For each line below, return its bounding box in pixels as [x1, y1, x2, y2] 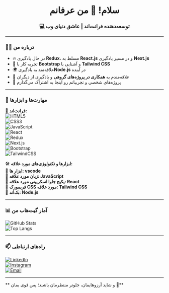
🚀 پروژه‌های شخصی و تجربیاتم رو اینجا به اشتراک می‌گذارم [12, 79, 121, 85]
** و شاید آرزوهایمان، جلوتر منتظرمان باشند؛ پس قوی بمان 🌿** [5, 281, 124, 287]
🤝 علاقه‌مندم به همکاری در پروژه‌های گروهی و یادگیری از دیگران [12, 74, 130, 80]
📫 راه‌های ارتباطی [5, 243, 45, 250]
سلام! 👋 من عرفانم [49, 5, 120, 16]
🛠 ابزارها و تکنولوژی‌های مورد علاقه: [5, 161, 73, 167]
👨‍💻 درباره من [5, 44, 34, 51]
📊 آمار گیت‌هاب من [5, 207, 48, 213]
